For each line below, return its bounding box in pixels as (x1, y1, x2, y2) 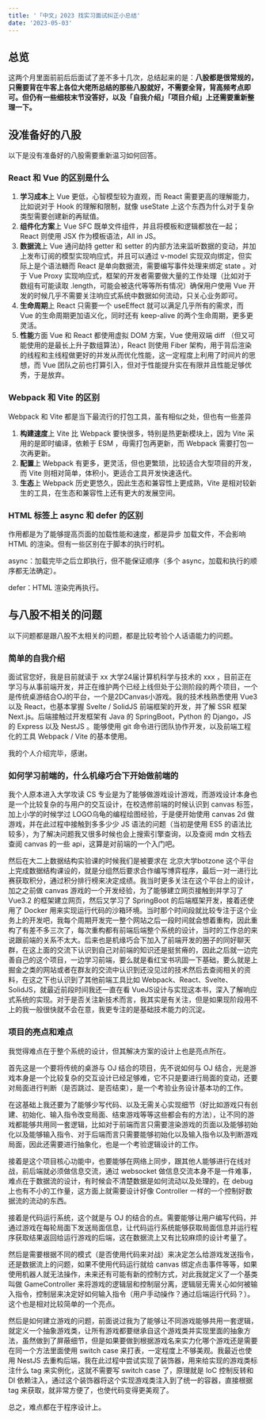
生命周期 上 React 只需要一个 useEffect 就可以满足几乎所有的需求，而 (19, 301, 244, 310)
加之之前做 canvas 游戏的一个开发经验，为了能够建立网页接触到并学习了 (8, 886, 244, 896)
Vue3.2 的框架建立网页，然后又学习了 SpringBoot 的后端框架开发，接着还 (8, 896, 248, 905)
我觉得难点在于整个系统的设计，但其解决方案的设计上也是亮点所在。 (8, 1046, 230, 1056)
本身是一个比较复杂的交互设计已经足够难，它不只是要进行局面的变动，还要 (14, 1072, 258, 1083)
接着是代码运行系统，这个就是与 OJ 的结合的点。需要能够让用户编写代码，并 (8, 1213, 257, 1222)
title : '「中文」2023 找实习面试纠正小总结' (8, 11, 141, 20)
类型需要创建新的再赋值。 (19, 212, 104, 221)
